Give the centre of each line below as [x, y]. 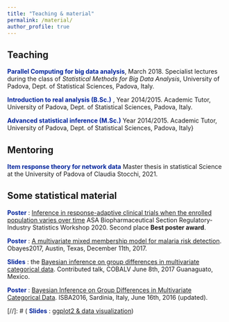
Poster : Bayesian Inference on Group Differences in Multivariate [100, 290]
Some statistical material [62, 196]
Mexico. [18, 276]
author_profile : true [39, 26]
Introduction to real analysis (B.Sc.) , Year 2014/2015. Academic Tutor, [109, 100]
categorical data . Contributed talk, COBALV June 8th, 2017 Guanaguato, [110, 269]
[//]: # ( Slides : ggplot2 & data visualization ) [70, 311]
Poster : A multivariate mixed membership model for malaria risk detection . [114, 241]
